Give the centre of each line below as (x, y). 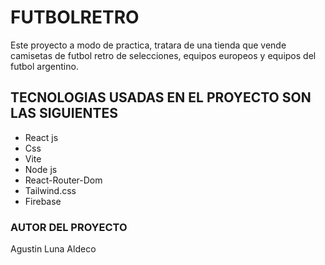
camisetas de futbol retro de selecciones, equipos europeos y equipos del (163, 55)
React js (41, 137)
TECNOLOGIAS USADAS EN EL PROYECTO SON (161, 97)
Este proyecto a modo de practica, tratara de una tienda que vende (148, 45)
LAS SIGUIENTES (64, 113)
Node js (41, 169)
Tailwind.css (50, 190)
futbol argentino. (44, 66)
